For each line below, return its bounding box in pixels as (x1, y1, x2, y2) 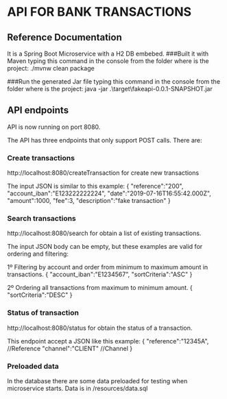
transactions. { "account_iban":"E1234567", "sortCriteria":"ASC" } (7, 270, 193, 278)
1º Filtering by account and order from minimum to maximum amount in (7, 263, 208, 271)
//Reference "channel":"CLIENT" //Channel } (7, 344, 133, 352)
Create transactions (7, 153, 75, 162)
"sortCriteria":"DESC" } (7, 291, 73, 299)
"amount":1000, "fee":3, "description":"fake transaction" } (7, 197, 171, 205)
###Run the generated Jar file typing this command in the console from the (7, 77, 221, 86)
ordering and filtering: (7, 250, 69, 258)
